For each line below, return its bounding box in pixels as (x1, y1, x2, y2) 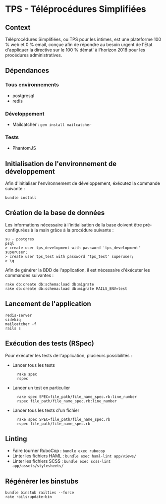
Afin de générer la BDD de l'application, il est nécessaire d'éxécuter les (5, 267, 150, 273)
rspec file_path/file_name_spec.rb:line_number (17, 398, 117, 403)
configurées (5, 227, 30, 233)
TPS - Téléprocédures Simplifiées (5, 3, 146, 15)
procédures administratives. (5, 52, 62, 58)
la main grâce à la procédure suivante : (34, 227, 114, 233)
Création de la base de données (5, 209, 105, 217)
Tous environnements (5, 81, 59, 88)
